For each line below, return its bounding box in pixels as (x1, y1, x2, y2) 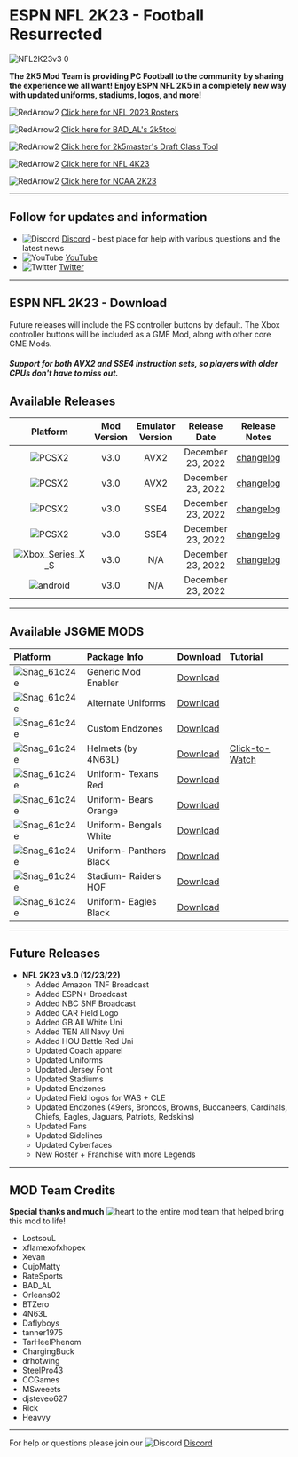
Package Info (87, 650, 144, 662)
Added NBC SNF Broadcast (35, 998, 136, 1009)
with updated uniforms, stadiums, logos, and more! (9, 90, 202, 100)
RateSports (21, 1271, 64, 1281)
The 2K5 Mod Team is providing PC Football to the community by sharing (9, 70, 284, 81)
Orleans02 (21, 1289, 61, 1301)
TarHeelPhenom (21, 1337, 82, 1348)
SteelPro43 (21, 1365, 64, 1376)
